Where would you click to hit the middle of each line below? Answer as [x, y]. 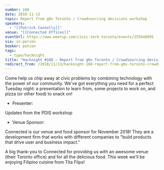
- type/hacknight [27, 55]
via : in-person [20, 42]
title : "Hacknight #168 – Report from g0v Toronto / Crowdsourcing [75, 60]
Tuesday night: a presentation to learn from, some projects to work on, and [80, 89]
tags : [10, 50]
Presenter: [22, 103]
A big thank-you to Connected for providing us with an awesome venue [77, 152]
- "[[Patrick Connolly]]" [36, 28]
